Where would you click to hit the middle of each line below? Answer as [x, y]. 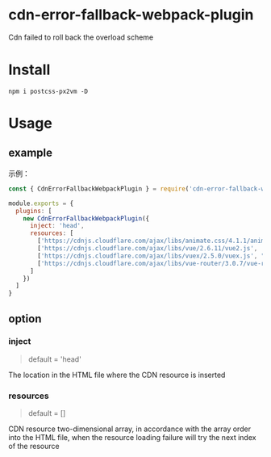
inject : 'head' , [57, 226]
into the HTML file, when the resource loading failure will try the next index [132, 438]
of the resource [34, 447]
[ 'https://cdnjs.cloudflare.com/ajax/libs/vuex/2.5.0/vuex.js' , [148, 256]
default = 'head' [55, 359]
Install [29, 70]
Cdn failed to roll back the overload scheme [81, 37]
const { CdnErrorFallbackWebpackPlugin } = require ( [99, 189]
